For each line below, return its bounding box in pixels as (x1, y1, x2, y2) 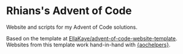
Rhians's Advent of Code (6, 4, 132, 18)
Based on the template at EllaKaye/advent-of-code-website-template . (6, 35, 178, 42)
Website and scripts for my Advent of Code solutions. (6, 23, 138, 31)
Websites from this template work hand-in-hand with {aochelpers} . (6, 41, 171, 48)
